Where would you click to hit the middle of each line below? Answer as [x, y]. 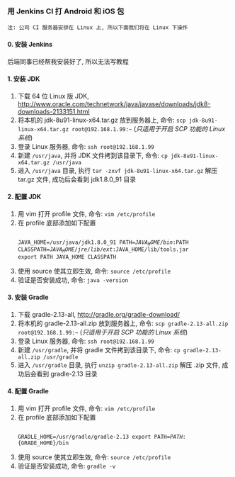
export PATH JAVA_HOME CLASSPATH [67, 257]
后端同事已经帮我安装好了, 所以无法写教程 [68, 61]
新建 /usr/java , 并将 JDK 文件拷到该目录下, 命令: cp [92, 155]
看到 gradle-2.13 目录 [67, 374]
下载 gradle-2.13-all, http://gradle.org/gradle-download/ [99, 314]
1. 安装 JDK [24, 79]
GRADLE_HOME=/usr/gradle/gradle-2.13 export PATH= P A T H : [102, 437]
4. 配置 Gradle [28, 391]
